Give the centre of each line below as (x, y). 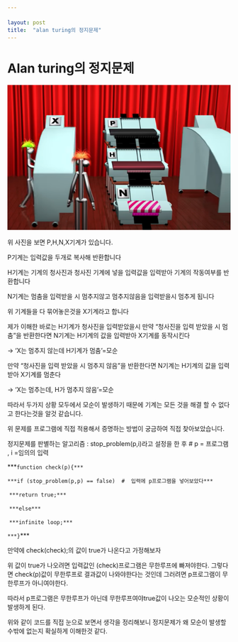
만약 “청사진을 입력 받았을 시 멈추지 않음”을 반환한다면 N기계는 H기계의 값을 (112, 366)
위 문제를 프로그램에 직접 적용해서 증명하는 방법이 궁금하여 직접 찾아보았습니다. (116, 429)
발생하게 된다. (27, 607)
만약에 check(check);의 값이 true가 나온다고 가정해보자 (84, 550)
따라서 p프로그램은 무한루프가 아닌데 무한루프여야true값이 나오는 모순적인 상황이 (118, 598)
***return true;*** (38, 495)
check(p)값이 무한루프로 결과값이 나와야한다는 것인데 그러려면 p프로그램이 (118, 575)
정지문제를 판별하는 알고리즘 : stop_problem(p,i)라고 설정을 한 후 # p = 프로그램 (118, 444)
